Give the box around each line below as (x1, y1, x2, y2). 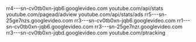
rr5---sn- (144, 11, 167, 18)
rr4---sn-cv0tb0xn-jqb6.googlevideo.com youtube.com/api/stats (6, 5, 164, 12)
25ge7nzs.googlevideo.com (6, 17, 73, 24)
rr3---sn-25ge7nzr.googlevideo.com (94, 23, 183, 30)
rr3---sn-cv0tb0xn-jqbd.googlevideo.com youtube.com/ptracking (6, 29, 166, 36)
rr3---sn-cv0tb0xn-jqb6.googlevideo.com (74, 17, 176, 24)
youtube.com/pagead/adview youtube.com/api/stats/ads (6, 11, 143, 18)
